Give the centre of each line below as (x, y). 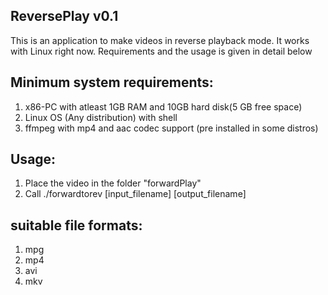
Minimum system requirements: (112, 82)
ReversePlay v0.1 (64, 16)
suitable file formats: (76, 225)
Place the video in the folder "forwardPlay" (113, 183)
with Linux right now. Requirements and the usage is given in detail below (161, 51)
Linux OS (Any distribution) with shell (101, 117)
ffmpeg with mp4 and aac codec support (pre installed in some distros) (171, 128)
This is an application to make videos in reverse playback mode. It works (160, 40)
